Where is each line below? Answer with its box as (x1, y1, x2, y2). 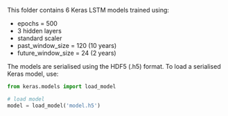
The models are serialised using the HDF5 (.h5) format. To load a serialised (7, 63, 221, 70)
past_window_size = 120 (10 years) (17, 42, 117, 49)
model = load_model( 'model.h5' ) (7, 102, 100, 109)
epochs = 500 (17, 19, 58, 27)
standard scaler (17, 34, 62, 42)
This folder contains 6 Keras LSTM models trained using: (7, 6, 170, 14)
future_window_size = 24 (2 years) (17, 49, 116, 57)
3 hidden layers (17, 27, 62, 35)
